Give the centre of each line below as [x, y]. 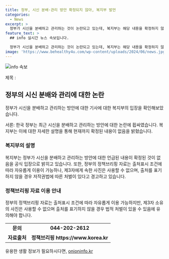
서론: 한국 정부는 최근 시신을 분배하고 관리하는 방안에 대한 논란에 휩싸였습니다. [82, 125]
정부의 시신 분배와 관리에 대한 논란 [55, 95]
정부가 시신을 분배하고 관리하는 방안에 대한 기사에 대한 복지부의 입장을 [74, 108]
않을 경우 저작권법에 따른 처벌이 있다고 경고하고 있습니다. [70, 176]
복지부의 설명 [20, 146]
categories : [18, 15]
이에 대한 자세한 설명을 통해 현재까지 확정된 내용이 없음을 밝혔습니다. [86, 131]
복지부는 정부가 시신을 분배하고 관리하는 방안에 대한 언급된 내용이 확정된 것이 [80, 157]
